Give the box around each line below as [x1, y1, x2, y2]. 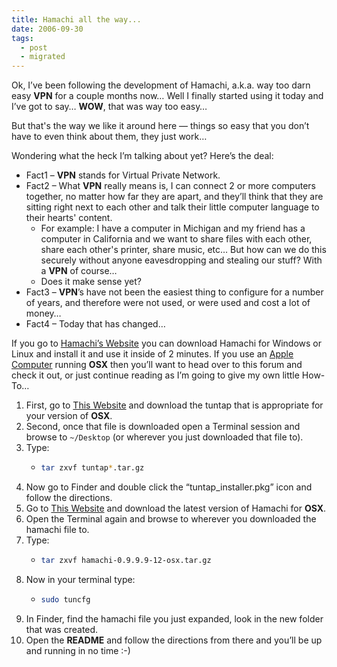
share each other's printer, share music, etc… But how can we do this [40, 244, 327, 256]
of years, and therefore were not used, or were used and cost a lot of [25, 297, 311, 309]
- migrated [20, 52, 66, 62]
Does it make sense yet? [40, 276, 142, 288]
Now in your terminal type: [25, 573, 136, 585]
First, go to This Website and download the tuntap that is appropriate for [25, 399, 324, 411]
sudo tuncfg [40, 594, 91, 605]
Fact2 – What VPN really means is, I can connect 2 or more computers [25, 180, 316, 192]
